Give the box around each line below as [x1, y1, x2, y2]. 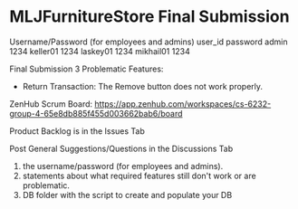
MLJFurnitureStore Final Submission [9, 6, 290, 27]
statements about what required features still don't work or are [22, 170, 256, 181]
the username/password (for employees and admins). [22, 160, 224, 171]
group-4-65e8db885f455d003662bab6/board [9, 108, 183, 119]
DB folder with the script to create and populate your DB [22, 189, 233, 200]
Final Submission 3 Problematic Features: [9, 63, 164, 74]
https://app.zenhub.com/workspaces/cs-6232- [94, 98, 272, 109]
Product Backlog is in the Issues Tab [9, 125, 145, 137]
